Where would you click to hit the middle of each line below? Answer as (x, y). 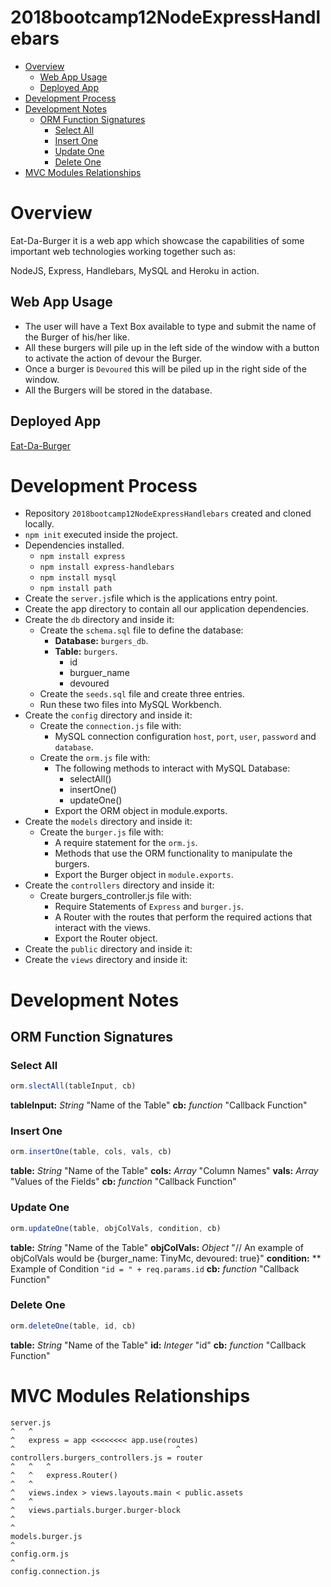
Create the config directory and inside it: (108, 715)
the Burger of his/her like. (77, 337)
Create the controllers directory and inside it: (119, 885)
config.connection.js (55, 1571)
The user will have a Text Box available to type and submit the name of (170, 326)
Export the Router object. (106, 938)
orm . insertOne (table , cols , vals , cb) (91, 1152)
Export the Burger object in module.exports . (144, 875)
